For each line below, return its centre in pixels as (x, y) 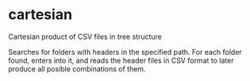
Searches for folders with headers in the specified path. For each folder (125, 52)
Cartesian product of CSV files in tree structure (85, 37)
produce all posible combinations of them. (77, 68)
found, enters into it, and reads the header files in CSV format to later (121, 60)
